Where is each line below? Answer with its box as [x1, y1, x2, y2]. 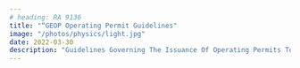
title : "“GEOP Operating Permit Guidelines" [9, 21, 178, 30]
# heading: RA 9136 [9, 12, 82, 22]
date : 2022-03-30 [9, 37, 74, 47]
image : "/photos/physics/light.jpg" [9, 29, 146, 38]
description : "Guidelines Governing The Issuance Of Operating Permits [9, 46, 281, 55]
